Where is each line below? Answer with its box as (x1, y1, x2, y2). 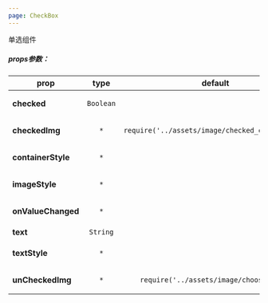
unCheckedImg (12, 274, 72, 285)
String (89, 227, 114, 236)
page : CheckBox (8, 11, 59, 20)
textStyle (12, 247, 48, 258)
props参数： (8, 54, 49, 64)
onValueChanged (12, 205, 80, 216)
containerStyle (12, 151, 70, 163)
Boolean (86, 99, 116, 108)
